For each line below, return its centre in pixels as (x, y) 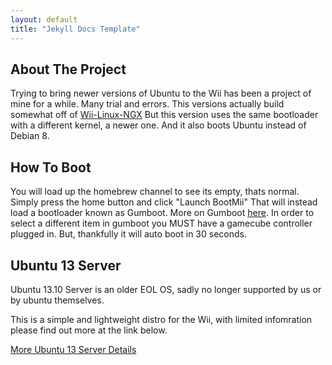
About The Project (68, 69)
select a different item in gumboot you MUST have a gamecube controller (161, 223)
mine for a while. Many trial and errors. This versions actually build (147, 104)
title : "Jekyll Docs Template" (75, 29)
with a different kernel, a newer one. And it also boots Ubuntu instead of (158, 125)
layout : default (44, 19)
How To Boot (51, 167)
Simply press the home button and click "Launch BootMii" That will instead (164, 202)
